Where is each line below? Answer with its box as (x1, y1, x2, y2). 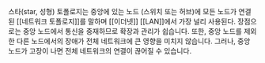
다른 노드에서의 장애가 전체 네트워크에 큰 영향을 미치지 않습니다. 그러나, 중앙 (16, 36, 251, 46)
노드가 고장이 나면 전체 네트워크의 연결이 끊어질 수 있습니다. (8, 46, 192, 55)
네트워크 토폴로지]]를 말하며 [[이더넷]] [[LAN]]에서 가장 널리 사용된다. (21, 17, 236, 26)
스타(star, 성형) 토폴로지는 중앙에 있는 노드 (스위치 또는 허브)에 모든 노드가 (8, 7, 237, 16)
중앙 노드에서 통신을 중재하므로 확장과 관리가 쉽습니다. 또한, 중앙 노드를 (22, 27, 243, 35)
